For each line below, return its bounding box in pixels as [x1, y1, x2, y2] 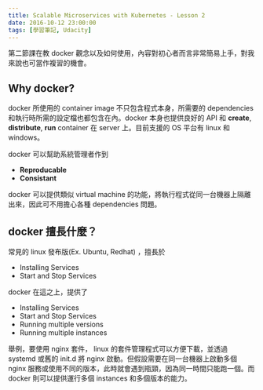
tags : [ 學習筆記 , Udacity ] [8, 26, 92, 34]
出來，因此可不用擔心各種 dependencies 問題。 [8, 199, 162, 209]
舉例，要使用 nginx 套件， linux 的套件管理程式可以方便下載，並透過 [8, 344, 228, 353]
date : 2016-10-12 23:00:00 [8, 19, 97, 27]
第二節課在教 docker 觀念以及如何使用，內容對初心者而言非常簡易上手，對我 [8, 49, 255, 58]
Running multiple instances [19, 328, 108, 337]
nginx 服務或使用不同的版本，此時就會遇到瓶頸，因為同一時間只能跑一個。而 [8, 364, 255, 373]
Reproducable [19, 166, 67, 175]
